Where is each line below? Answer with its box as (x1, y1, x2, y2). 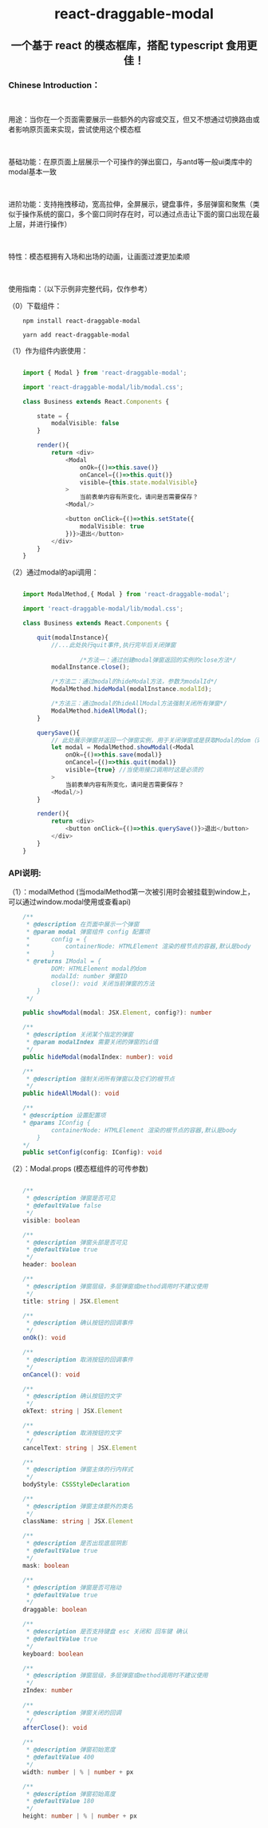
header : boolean (22, 1261, 77, 1269)
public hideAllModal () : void (22, 1090, 120, 1098)
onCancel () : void (22, 1370, 81, 1379)
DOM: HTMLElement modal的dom (50, 965, 147, 973)
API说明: (8, 867, 41, 878)
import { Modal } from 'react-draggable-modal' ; (22, 369, 187, 377)
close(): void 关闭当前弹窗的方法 (50, 979, 156, 988)
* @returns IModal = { (26, 957, 102, 965)
